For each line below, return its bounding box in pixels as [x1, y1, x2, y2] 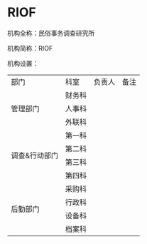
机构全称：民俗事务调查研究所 [7, 29, 94, 37]
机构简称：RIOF [7, 44, 53, 52]
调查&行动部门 [11, 151, 59, 161]
